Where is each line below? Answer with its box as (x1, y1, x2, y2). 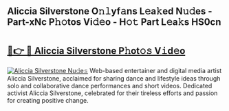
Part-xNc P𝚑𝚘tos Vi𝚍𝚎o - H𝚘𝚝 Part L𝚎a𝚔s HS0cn (7, 17, 221, 28)
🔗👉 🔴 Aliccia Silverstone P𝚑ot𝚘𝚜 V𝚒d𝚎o (7, 45, 186, 57)
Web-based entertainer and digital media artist (89, 67, 222, 74)
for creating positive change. (7, 97, 89, 104)
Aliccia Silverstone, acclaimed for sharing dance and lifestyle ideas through (7, 74, 221, 82)
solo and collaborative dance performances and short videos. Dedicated (7, 82, 212, 90)
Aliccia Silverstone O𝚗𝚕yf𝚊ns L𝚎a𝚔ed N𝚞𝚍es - (7, 6, 212, 17)
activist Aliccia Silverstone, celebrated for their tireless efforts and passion (7, 89, 218, 97)
